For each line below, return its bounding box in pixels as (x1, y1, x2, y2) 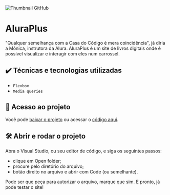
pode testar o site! (5, 184, 44, 190)
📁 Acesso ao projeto (5, 103, 71, 111)
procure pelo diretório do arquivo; (12, 163, 84, 169)
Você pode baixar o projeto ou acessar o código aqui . (5, 116, 119, 123)
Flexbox (12, 83, 29, 88)
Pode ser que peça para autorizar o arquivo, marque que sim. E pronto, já (5, 179, 160, 185)
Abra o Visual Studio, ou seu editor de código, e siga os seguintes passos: (5, 148, 162, 154)
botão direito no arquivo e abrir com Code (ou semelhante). (12, 169, 138, 175)
